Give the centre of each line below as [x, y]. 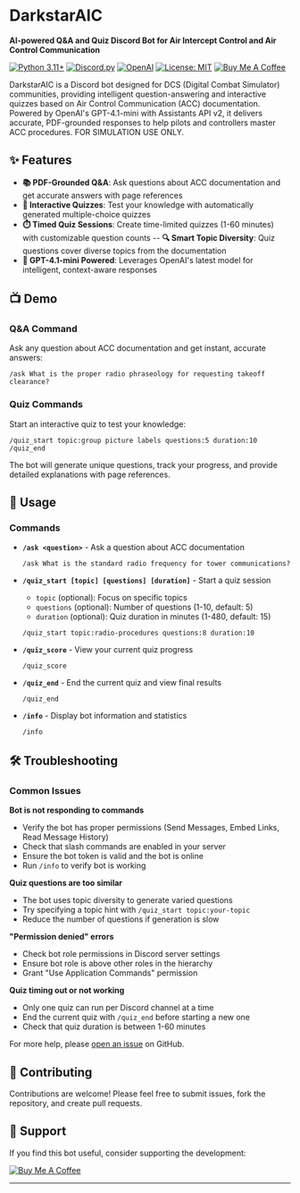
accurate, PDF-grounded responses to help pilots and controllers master [142, 123]
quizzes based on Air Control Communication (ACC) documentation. [135, 103]
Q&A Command [43, 329]
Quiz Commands [46, 405]
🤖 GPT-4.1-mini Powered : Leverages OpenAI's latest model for [137, 260]
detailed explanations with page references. [90, 474]
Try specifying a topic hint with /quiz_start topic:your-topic [136, 910]
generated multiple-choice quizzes [87, 214]
